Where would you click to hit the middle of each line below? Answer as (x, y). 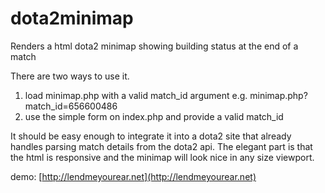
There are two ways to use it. (70, 76)
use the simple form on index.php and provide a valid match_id (154, 116)
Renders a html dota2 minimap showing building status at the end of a (154, 46)
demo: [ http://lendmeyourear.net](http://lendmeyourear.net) (133, 176)
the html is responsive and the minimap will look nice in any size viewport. (162, 157)
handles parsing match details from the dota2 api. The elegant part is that (161, 146)
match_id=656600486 (71, 106)
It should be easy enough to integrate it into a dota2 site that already (151, 136)
